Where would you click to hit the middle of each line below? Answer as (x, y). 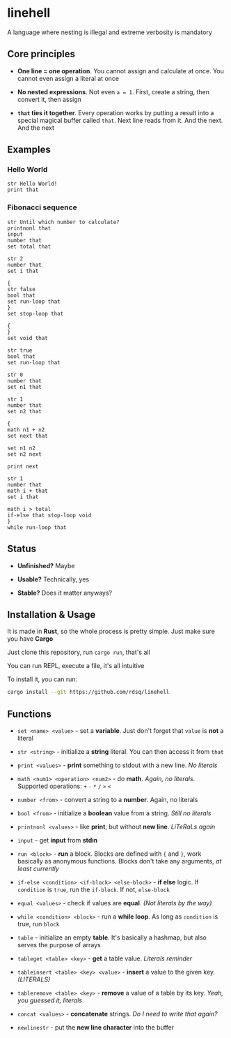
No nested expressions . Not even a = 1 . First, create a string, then (113, 91)
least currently (38, 869)
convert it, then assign (49, 99)
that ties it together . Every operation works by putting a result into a (115, 112)
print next (23, 466)
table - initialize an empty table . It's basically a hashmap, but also (112, 937)
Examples (29, 150)
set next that (28, 436)
